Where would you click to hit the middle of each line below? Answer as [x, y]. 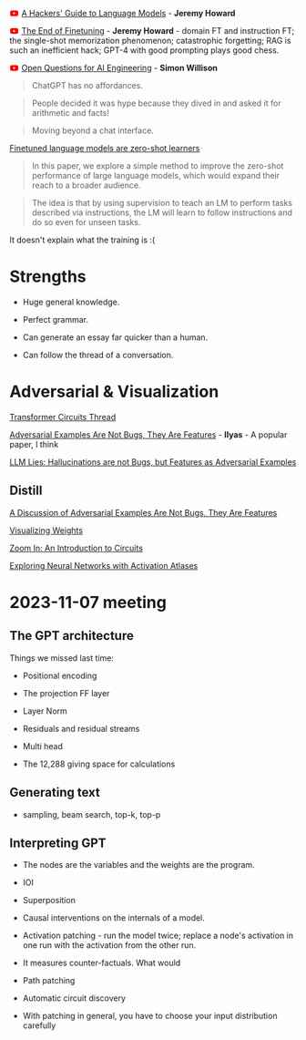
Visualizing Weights [46, 530]
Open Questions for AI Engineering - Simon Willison [120, 68]
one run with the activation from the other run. [109, 945]
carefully [39, 1025]
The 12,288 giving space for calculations [99, 764]
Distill [26, 491]
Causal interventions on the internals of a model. [113, 918]
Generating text [55, 793]
